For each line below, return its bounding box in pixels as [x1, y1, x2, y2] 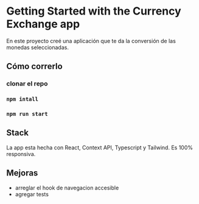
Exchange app [6, 17, 80, 31]
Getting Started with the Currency [6, 4, 181, 18]
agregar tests [15, 190, 49, 198]
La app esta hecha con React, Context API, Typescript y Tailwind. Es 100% [6, 144, 194, 151]
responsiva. [6, 150, 36, 157]
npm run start [6, 110, 48, 118]
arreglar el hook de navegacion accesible [15, 184, 119, 191]
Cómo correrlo [6, 61, 63, 72]
